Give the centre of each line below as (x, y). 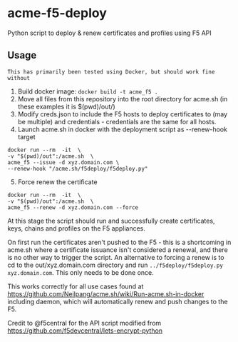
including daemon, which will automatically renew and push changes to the (118, 301)
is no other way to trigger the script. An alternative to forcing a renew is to (116, 257)
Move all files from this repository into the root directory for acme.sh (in (123, 99)
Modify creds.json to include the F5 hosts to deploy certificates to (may (123, 114)
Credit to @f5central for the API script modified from (84, 323)
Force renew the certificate (57, 182)
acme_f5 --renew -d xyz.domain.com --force (73, 207)
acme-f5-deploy (57, 13)
